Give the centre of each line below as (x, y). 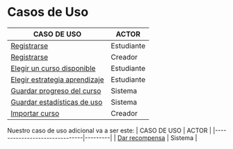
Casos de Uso (48, 12)
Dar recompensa (141, 138)
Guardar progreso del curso (56, 91)
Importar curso (35, 113)
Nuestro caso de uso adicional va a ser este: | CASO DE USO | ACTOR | (110, 130)
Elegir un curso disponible (53, 68)
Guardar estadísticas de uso (57, 102)
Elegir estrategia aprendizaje (57, 79)
